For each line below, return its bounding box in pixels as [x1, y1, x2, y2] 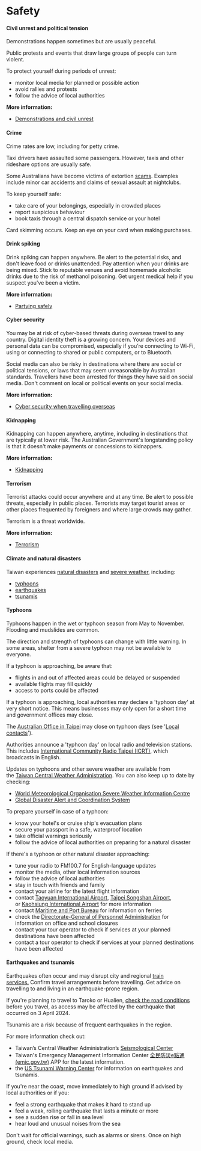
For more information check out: [6, 1033, 86, 1040]
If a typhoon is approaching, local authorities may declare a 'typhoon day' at [6, 698, 195, 705]
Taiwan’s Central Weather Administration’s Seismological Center [14, 1045, 173, 1052]
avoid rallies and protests [14, 85, 77, 93]
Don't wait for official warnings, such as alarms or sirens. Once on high [6, 1132, 182, 1139]
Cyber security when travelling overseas [14, 403, 115, 410]
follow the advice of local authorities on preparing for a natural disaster [14, 838, 191, 846]
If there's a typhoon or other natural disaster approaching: [6, 850, 150, 857]
